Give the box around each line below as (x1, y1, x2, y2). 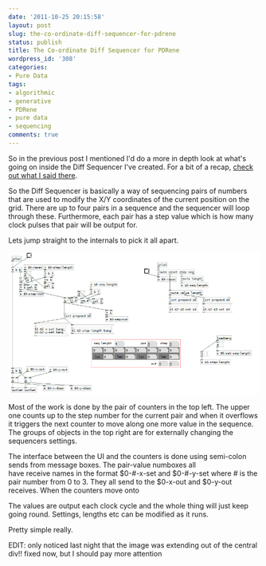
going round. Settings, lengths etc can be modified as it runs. (8, 509, 209, 519)
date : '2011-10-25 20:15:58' (8, 13, 105, 21)
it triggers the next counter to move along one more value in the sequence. (8, 419, 254, 429)
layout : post (8, 21, 52, 30)
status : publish (8, 38, 62, 46)
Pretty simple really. (8, 525, 73, 535)
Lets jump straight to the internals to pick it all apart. (8, 236, 179, 245)
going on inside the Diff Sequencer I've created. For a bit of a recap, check (8, 162, 253, 172)
